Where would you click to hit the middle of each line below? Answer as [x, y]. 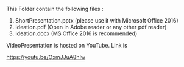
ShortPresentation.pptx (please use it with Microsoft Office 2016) [97, 20]
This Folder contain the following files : [55, 9]
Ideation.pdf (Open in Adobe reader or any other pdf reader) [91, 27]
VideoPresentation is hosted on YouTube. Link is [67, 45]
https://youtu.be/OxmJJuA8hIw [46, 57]
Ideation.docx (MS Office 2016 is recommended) [76, 33]
